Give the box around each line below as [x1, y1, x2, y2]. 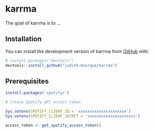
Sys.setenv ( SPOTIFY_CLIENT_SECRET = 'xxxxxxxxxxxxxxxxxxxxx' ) [5, 113, 140, 119]
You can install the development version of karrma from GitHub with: [5, 48, 149, 54]
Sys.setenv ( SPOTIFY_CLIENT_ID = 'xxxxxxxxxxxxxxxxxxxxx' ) [5, 109, 131, 114]
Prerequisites [5, 77, 49, 86]
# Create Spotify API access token [5, 100, 81, 105]
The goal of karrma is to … [5, 20, 61, 26]
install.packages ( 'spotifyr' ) [5, 90, 70, 96]
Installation [5, 35, 42, 43]
